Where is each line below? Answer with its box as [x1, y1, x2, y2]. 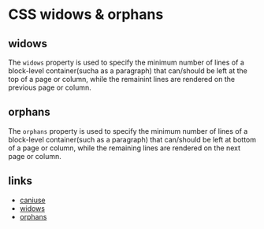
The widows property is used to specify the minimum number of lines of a [8, 57, 244, 67]
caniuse [19, 195, 46, 205]
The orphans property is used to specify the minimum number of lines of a [8, 126, 248, 135]
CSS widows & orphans [8, 6, 164, 24]
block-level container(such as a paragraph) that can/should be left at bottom [8, 135, 257, 144]
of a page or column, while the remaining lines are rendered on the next [8, 143, 241, 153]
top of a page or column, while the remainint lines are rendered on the [8, 75, 235, 83]
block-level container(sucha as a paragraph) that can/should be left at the [8, 66, 248, 76]
